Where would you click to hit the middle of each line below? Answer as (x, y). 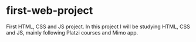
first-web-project (50, 11)
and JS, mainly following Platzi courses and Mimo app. (72, 32)
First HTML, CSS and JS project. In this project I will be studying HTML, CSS (98, 26)
